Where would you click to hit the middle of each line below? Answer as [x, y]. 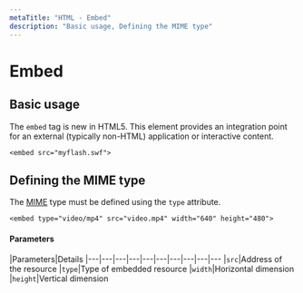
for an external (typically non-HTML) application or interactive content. [142, 136]
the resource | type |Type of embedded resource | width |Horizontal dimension [152, 269]
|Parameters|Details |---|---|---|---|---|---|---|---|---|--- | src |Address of [146, 259]
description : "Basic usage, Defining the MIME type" [111, 26]
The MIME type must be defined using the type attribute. [115, 202]
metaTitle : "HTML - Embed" [60, 18]
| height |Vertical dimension [59, 278]
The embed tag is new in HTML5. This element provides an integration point [148, 126]
